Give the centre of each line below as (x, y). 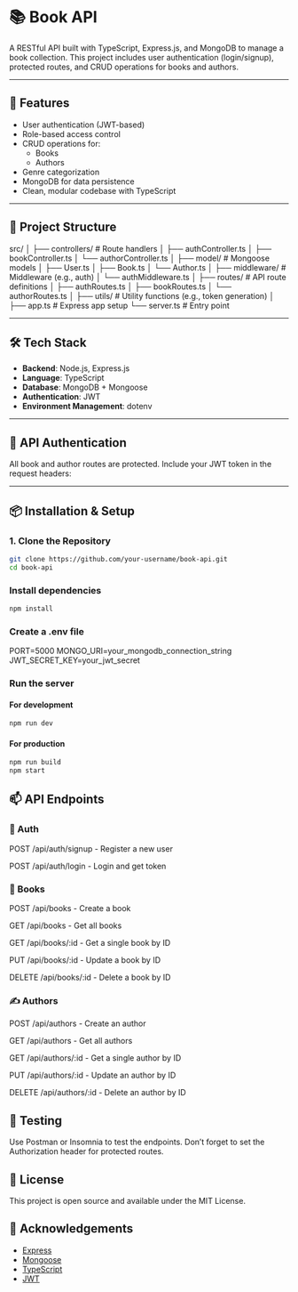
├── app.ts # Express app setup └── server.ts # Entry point (119, 305)
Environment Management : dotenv (87, 407)
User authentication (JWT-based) (83, 125)
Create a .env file (47, 631)
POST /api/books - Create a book (70, 908)
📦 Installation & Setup (72, 511)
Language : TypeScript (63, 378)
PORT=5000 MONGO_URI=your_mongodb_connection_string (121, 651)
